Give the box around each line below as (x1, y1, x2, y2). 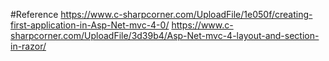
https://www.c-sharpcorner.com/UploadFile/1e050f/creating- (60, 9, 313, 20)
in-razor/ (10, 40, 47, 52)
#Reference (10, 9, 59, 20)
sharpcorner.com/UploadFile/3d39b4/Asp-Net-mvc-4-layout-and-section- (10, 30, 320, 41)
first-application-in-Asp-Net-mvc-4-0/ (10, 19, 170, 31)
